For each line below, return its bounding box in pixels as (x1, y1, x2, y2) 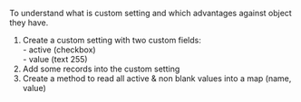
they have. (9, 17, 49, 28)
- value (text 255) (22, 54, 88, 64)
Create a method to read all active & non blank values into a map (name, (22, 73, 292, 84)
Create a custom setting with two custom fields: (22, 35, 201, 45)
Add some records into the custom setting (22, 63, 180, 74)
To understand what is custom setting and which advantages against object (9, 8, 292, 18)
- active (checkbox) (22, 44, 97, 55)
